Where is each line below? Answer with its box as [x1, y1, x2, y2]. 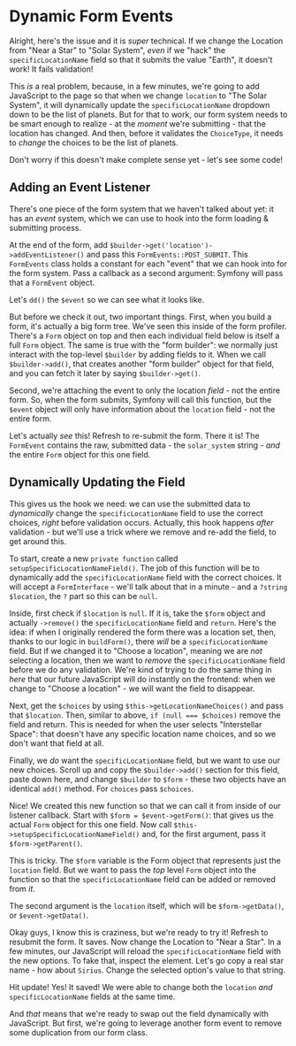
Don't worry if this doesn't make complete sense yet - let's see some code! [9, 154, 283, 165]
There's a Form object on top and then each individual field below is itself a [9, 330, 280, 341]
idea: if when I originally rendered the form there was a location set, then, [9, 627, 277, 637]
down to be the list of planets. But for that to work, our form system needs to [9, 109, 288, 119]
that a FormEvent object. [9, 277, 95, 288]
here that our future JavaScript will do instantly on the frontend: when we [9, 673, 276, 684]
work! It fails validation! [9, 64, 94, 74]
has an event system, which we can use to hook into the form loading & [9, 212, 269, 223]
